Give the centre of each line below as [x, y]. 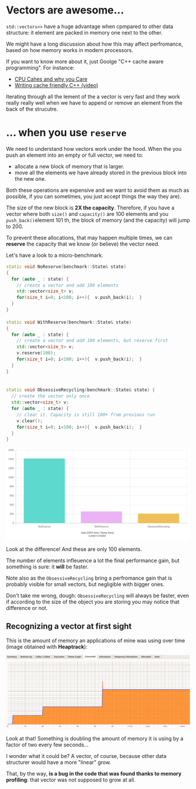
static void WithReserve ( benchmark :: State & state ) [69, 322]
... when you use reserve [66, 133]
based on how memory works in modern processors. [70, 50]
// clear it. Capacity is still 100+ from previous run [86, 415]
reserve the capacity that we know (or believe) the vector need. [83, 244]
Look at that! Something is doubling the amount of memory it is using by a [95, 738]
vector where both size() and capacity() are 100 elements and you [87, 213]
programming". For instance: [40, 67]
